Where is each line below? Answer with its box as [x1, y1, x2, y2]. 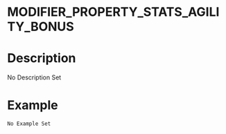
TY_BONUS [7, 19, 74, 35]
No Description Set [7, 73, 62, 82]
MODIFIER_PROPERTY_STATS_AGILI [7, 4, 220, 20]
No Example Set [7, 120, 51, 128]
